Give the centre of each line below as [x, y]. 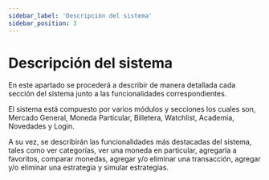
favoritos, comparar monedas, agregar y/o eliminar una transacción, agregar [134, 159]
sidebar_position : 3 [43, 23]
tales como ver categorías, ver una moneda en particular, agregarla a [122, 150]
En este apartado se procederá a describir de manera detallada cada [122, 85]
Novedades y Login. [41, 126]
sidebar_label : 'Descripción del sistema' [80, 16]
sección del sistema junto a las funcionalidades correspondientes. [118, 94]
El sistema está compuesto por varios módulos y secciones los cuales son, [132, 109]
